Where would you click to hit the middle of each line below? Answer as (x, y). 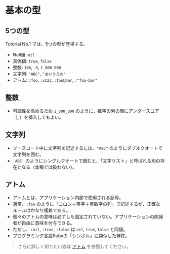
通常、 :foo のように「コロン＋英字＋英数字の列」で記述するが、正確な (87, 204)
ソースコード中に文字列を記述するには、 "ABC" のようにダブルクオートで (88, 148)
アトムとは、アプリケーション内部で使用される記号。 (68, 198)
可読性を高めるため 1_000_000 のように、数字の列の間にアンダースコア (86, 111)
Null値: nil (24, 55)
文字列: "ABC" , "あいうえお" (39, 74)
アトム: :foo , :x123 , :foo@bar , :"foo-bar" (55, 80)
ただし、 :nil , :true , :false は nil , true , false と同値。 (70, 230)
